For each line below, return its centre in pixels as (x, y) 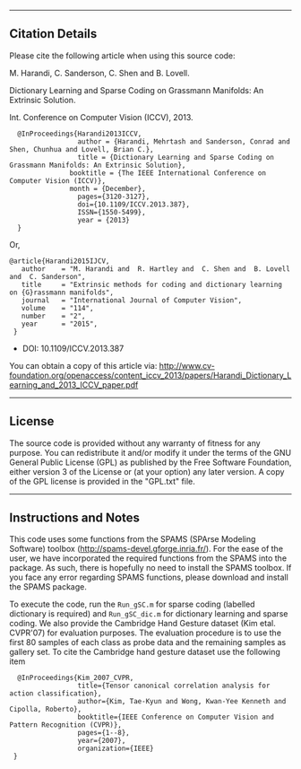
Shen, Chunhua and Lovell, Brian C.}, (82, 149)
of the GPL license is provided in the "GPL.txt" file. (102, 481)
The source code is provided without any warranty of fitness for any (135, 443)
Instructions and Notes (75, 518)
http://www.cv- (187, 365)
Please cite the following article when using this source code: (122, 56)
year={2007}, (102, 741)
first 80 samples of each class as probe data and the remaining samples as (148, 642)
